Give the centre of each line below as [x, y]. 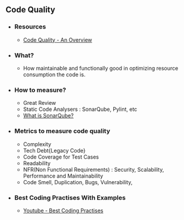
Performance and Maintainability [63, 176]
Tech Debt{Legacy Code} [54, 150]
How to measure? [40, 90]
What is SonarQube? [48, 116]
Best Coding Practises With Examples [70, 197]
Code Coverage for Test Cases [61, 157]
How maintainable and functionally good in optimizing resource [101, 68]
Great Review [40, 103]
